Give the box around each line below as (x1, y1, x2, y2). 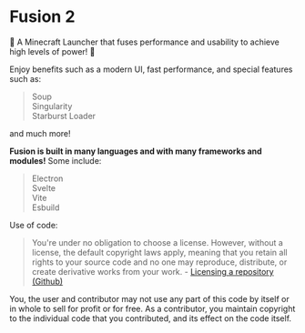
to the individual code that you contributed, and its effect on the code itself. (9, 312, 292, 324)
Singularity (31, 100, 73, 111)
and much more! (9, 127, 71, 138)
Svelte (31, 182, 56, 193)
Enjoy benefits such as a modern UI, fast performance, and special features (9, 64, 293, 75)
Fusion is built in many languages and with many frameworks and (9, 146, 262, 156)
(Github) (31, 276, 64, 287)
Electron (31, 173, 64, 184)
